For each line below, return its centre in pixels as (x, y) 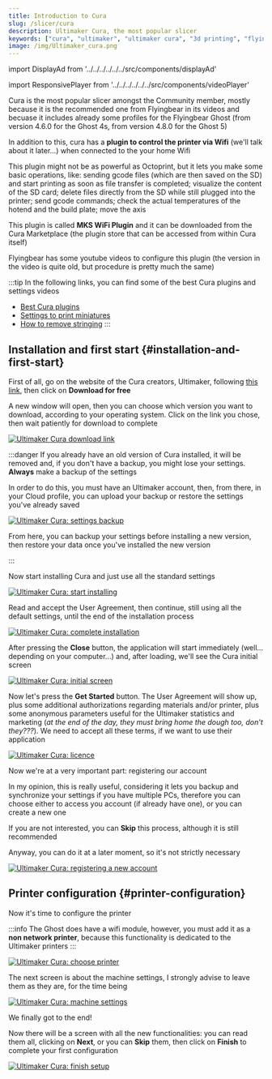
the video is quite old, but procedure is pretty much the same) (111, 267)
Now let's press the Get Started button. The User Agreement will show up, (133, 696)
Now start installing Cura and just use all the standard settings (112, 576)
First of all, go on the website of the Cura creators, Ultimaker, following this (133, 381)
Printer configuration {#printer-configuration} (127, 894)
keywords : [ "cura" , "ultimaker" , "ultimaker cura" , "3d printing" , (125, 39)
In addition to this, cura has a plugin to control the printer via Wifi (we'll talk (136, 142)
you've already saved (44, 504)
